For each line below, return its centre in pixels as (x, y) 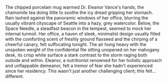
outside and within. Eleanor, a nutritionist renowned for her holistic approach (83, 60)
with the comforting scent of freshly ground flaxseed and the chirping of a (82, 39)
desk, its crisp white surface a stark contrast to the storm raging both (76, 55)
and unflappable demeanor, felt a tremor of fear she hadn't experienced (79, 65)
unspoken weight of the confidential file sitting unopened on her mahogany (82, 50)
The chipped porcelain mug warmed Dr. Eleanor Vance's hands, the (75, 7)
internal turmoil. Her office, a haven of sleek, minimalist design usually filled (83, 34)
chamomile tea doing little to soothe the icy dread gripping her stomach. (79, 12)
